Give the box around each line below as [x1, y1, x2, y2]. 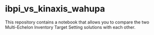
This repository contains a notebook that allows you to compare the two [5, 19, 150, 25]
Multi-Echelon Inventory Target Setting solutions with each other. [5, 24, 135, 30]
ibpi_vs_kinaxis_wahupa [5, 3, 105, 14]
